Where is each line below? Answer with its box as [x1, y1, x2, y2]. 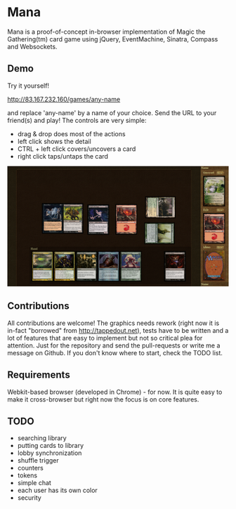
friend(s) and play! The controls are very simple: [7, 116, 147, 124]
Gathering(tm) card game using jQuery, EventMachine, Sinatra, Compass [7, 34, 218, 43]
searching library [17, 434, 67, 442]
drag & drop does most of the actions [17, 129, 126, 138]
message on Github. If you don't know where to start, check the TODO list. [7, 348, 223, 357]
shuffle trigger [17, 456, 60, 465]
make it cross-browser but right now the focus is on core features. [7, 395, 199, 404]
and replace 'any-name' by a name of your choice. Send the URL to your [7, 108, 217, 117]
